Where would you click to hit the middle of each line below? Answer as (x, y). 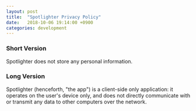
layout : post (22, 11)
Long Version (26, 76)
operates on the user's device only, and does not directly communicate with (98, 95)
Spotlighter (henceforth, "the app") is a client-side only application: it (90, 89)
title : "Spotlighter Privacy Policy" (54, 17)
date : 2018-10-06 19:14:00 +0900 (50, 22)
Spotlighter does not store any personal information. (69, 61)
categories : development (36, 28)
